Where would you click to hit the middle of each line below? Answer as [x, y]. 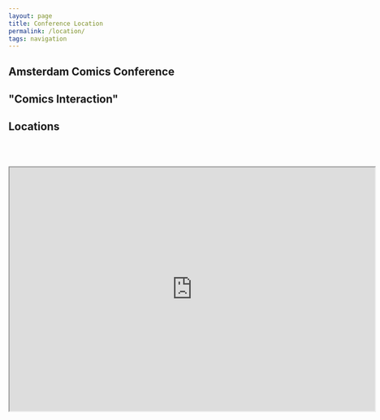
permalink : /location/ [47, 31]
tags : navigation [38, 39]
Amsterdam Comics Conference [91, 71]
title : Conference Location [56, 24]
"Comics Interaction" [64, 100]
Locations [34, 127]
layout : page [30, 16]
